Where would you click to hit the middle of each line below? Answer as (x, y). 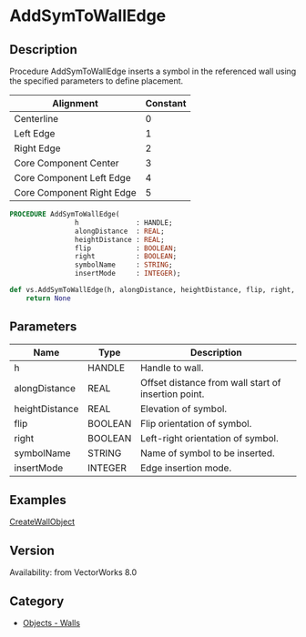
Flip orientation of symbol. (196, 423)
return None (48, 298)
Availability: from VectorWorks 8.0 (73, 572)
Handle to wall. (172, 368)
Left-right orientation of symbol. (209, 438)
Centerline (36, 119)
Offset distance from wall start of (210, 382)
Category (37, 601)
